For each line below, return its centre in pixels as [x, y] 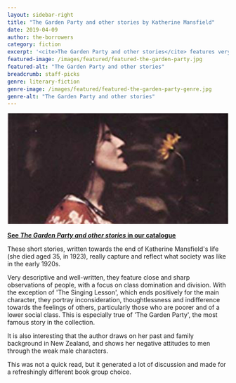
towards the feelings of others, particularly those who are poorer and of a [113, 307]
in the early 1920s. [34, 264]
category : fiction [34, 45]
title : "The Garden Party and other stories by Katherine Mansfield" [111, 22]
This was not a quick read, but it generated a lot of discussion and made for [117, 365]
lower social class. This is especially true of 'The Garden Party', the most [112, 315]
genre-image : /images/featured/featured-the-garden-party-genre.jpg [110, 89]
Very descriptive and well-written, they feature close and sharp [99, 278]
